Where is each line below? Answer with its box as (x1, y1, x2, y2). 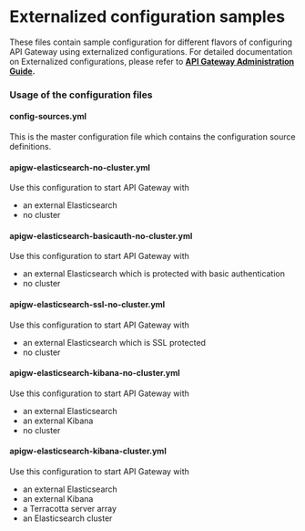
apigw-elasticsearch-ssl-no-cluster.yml (9, 299, 166, 310)
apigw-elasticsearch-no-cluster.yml (9, 161, 150, 172)
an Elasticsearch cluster (22, 513, 113, 524)
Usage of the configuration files (9, 88, 153, 101)
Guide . (9, 66, 36, 77)
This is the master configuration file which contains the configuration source (9, 131, 296, 142)
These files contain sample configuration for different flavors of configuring (9, 36, 293, 47)
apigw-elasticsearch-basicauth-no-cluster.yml (9, 230, 193, 241)
